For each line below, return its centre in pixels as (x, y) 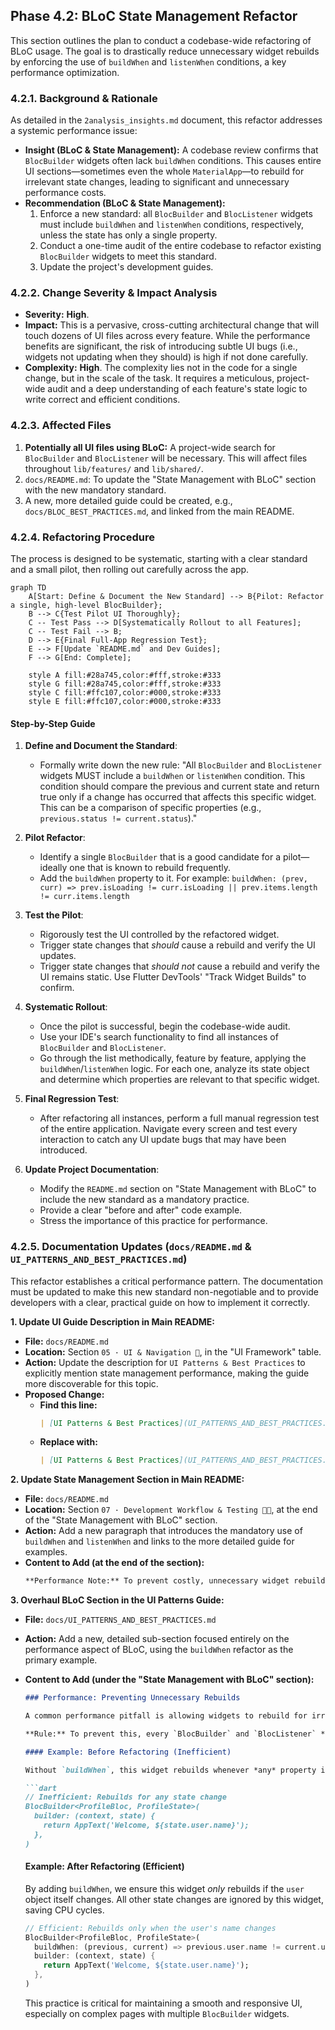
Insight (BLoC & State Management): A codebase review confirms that (171, 150)
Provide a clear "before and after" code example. (141, 1210)
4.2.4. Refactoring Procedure (82, 537)
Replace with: (68, 1442)
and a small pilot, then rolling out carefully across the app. (130, 569)
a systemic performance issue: (74, 131)
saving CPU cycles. (64, 1910)
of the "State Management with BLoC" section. (121, 1520)
